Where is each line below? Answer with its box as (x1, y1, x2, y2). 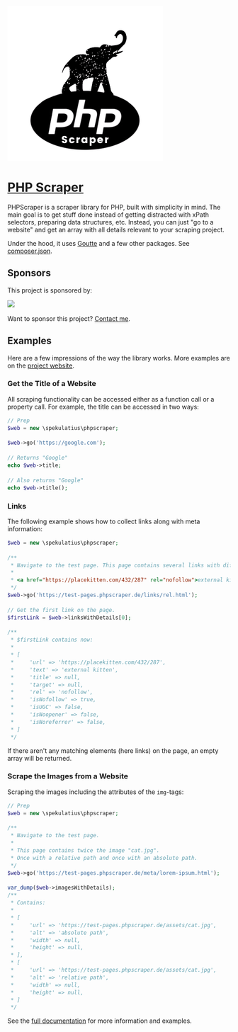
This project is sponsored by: (7, 285, 93, 295)
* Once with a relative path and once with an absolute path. (10, 854, 198, 861)
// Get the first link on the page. (7, 606, 115, 613)
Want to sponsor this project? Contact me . (7, 314, 131, 323)
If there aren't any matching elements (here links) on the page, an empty (7, 746, 219, 755)
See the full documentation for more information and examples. (7, 1016, 193, 1025)
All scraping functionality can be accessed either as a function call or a (7, 395, 215, 403)
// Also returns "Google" (7, 477, 84, 484)
